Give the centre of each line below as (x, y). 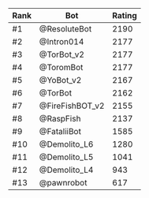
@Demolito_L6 (66, 144)
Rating (125, 15)
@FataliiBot (60, 131)
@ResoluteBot (65, 29)
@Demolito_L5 (66, 157)
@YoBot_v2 (60, 80)
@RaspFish (60, 119)
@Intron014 (61, 41)
